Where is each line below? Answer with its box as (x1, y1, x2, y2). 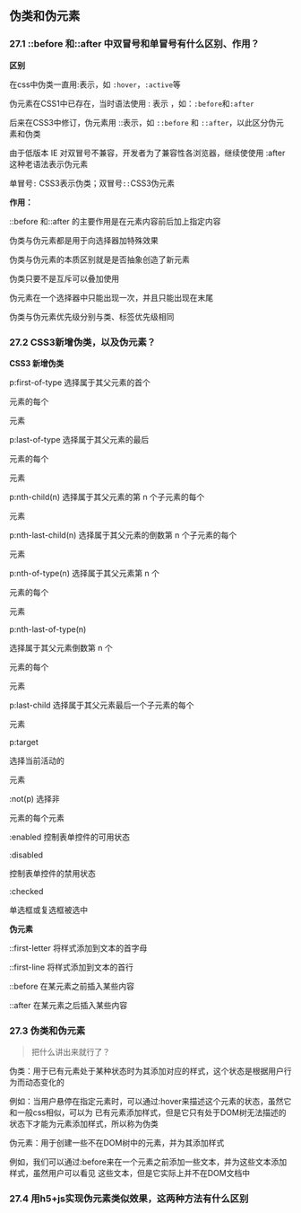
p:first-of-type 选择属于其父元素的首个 (9, 376, 150, 388)
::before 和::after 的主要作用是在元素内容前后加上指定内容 (9, 215, 221, 226)
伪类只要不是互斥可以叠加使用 (9, 273, 119, 284)
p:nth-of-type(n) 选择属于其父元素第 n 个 (9, 567, 159, 578)
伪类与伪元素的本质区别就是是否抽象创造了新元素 (9, 254, 190, 265)
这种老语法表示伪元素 (9, 158, 88, 169)
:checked (9, 885, 44, 896)
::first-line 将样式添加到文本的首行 (9, 962, 134, 972)
